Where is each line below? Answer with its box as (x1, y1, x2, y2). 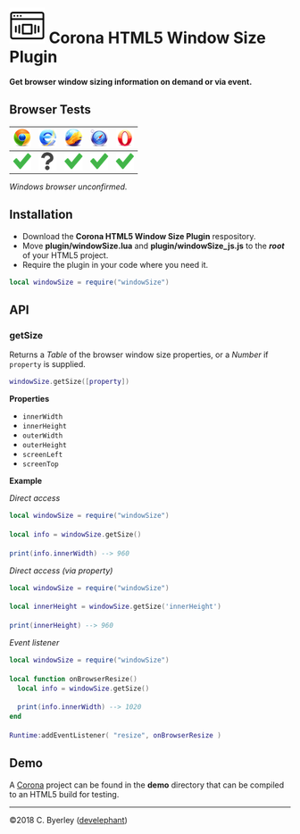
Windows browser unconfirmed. (9, 181, 128, 192)
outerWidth (21, 431, 63, 440)
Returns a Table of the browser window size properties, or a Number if (9, 349, 269, 360)
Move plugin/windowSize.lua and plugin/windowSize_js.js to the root (21, 240, 285, 251)
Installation (9, 207, 73, 222)
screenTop (21, 460, 60, 469)
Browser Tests (9, 102, 92, 118)
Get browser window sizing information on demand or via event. (9, 76, 253, 87)
